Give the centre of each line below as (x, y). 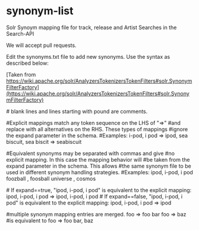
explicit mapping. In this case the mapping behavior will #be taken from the (98, 159)
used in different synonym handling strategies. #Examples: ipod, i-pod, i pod (99, 172)
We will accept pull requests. (41, 45)
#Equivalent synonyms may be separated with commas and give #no (91, 153)
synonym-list (40, 11)
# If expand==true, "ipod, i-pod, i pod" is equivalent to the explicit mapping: (99, 190)
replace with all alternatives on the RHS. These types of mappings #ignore (97, 129)
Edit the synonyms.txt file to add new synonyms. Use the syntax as (88, 56)
